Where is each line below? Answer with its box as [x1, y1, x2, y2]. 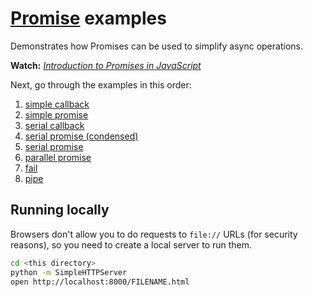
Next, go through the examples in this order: [10, 78, 192, 91]
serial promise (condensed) [24, 130, 139, 142]
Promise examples [10, 7, 167, 30]
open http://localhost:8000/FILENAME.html [10, 277, 190, 287]
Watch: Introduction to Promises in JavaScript [10, 59, 202, 71]
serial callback [24, 119, 85, 131]
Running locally [10, 202, 110, 219]
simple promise [24, 108, 89, 121]
